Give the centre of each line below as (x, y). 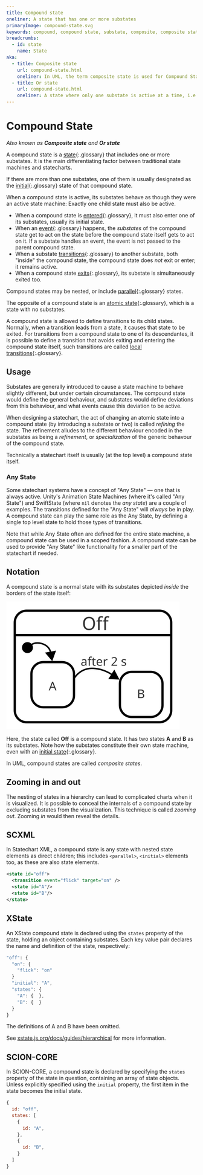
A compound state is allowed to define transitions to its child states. (90, 321)
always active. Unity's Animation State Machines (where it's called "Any (95, 497)
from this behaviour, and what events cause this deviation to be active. (94, 406)
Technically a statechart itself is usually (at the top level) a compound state (99, 455)
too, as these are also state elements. (53, 862)
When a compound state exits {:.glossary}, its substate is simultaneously (105, 273)
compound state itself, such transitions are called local (74, 347)
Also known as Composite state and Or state (63, 142)
